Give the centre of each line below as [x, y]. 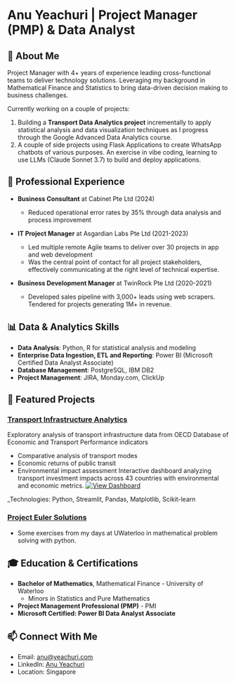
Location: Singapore [46, 672]
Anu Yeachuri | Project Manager [103, 15]
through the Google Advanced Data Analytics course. [94, 137]
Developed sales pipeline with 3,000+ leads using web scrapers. [122, 297]
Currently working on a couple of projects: [68, 109]
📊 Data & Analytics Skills [63, 327]
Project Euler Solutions [47, 518]
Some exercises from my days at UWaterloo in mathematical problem [117, 533]
